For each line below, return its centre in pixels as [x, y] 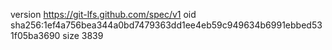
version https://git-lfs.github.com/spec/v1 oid [103, 14]
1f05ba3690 [35, 35]
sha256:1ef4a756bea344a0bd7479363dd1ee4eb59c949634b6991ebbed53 [166, 25]
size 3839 [83, 35]
